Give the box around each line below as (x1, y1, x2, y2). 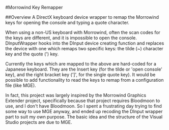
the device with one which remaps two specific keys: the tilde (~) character (5, 46, 164, 51)
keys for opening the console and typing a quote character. (5, 20, 130, 25)
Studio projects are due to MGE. (5, 119, 72, 125)
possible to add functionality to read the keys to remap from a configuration (5, 77, 164, 83)
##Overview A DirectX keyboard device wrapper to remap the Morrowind (5, 14, 159, 20)
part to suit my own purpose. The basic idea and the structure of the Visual (5, 114, 163, 120)
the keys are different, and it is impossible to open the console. (5, 35, 137, 41)
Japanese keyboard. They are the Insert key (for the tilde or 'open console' (5, 66, 163, 72)
